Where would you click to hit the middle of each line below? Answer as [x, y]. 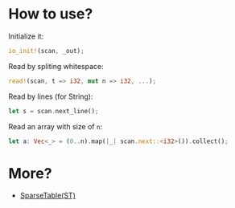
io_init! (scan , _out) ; [46, 51]
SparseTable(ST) [48, 196]
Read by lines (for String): [51, 96]
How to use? [51, 14]
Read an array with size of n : [56, 126]
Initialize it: [26, 36]
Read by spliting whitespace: [56, 66]
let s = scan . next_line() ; [54, 111]
